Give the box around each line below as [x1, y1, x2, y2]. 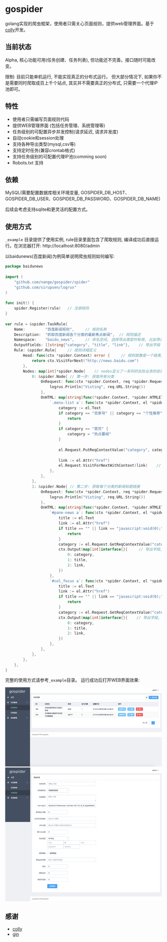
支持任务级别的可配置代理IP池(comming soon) [12, 153, 107, 160]
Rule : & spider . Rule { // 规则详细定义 [14, 348, 97, 353]
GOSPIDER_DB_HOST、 [81, 190, 130, 196]
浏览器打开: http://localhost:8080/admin [18, 243, 100, 249]
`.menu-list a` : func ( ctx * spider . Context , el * [49, 400, 153, 405]
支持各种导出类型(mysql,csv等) [12, 141, 76, 147]
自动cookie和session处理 [12, 135, 64, 141]
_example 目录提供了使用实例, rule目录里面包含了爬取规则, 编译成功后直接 [5, 237, 155, 243]
